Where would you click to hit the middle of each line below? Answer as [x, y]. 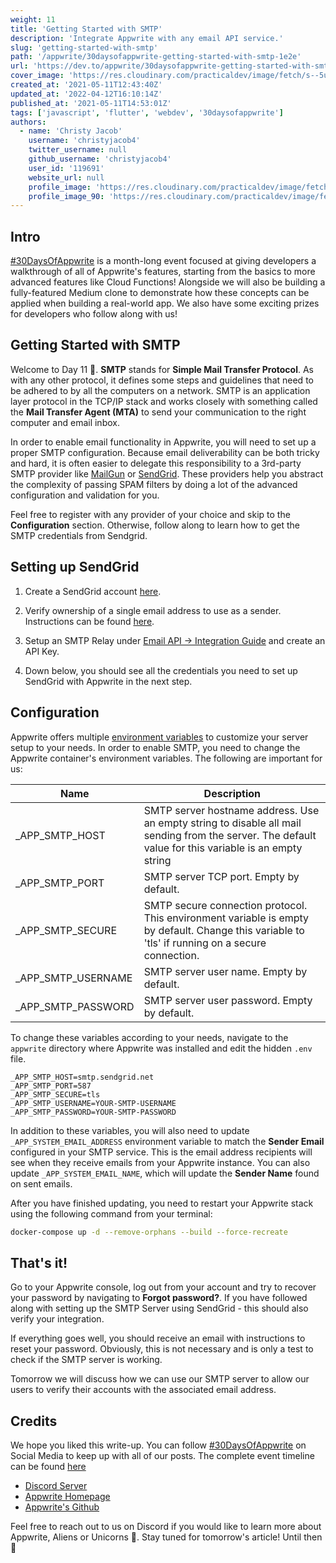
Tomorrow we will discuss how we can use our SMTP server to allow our [160, 1379]
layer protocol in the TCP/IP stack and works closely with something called [164, 401]
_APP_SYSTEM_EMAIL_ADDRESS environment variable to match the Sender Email [167, 1141]
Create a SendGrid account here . [93, 591]
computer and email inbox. [65, 422]
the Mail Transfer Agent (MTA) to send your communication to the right [158, 412]
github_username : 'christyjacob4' [100, 159]
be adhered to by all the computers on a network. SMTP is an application [160, 390]
